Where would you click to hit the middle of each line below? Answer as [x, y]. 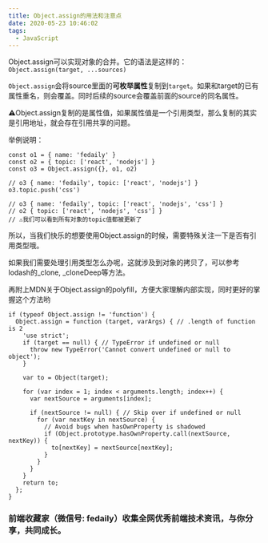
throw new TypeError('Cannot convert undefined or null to [130, 350]
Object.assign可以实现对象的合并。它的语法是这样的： [98, 62]
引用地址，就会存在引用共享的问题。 [74, 123]
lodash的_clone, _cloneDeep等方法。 [69, 272]
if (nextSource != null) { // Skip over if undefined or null [135, 413]
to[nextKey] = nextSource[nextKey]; [112, 448]
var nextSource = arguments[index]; [90, 399]
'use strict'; [46, 336]
